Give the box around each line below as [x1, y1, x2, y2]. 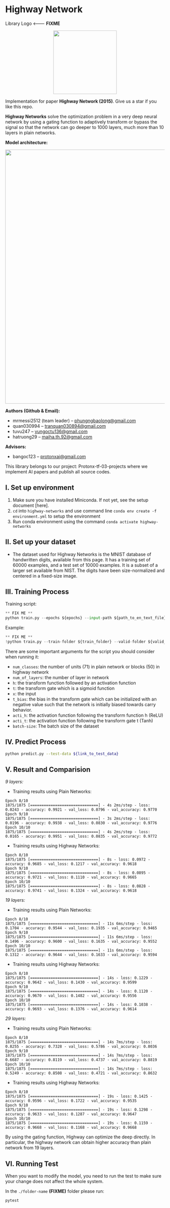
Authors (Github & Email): [5, 407, 60, 414]
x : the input [12, 690, 36, 696]
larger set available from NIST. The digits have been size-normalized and [12, 567, 165, 574]
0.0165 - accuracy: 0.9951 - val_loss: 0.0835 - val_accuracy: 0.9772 [5, 834, 157, 839]
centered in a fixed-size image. [12, 573, 77, 579]
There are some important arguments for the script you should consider [5, 648, 155, 654]
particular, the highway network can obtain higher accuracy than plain [5, 1139, 151, 1146]
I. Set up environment [5, 484, 74, 492]
